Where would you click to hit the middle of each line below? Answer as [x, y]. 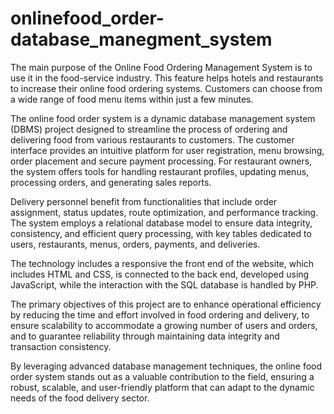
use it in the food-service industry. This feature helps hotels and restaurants [167, 78]
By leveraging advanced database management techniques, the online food [166, 366]
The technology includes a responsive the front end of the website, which [162, 263]
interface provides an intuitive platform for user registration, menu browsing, [167, 150]
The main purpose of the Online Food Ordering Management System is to [161, 67]
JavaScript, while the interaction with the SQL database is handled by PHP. [164, 284]
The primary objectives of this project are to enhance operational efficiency [166, 304]
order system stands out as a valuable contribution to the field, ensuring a [162, 376]
